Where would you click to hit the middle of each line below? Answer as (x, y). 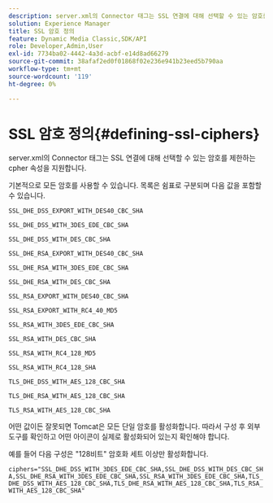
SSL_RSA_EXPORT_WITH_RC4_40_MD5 (63, 311)
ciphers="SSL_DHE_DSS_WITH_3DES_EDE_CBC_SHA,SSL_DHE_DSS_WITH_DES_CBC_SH (136, 470)
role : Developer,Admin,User (56, 46)
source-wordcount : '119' (50, 77)
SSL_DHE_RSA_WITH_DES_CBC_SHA (60, 282)
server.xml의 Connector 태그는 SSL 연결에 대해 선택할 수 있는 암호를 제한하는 (132, 158)
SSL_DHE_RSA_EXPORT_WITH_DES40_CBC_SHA (76, 254)
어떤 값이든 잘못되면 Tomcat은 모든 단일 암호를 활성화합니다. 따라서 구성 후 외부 (134, 426)
